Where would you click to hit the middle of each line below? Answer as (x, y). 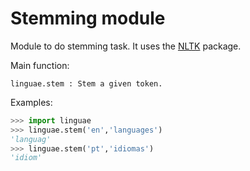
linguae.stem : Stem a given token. (86, 83)
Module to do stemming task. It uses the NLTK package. (126, 46)
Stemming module (88, 18)
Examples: (31, 102)
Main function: (40, 65)
